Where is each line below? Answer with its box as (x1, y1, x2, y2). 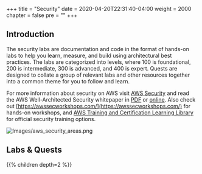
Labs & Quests (6, 145, 63, 155)
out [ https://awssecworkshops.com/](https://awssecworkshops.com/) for (6, 102, 191, 110)
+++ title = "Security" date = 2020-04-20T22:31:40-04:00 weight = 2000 (6, 5, 192, 12)
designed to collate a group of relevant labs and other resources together (6, 71, 190, 78)
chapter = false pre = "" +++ (6, 12, 78, 19)
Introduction (6, 29, 55, 40)
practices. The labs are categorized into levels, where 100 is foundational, (6, 58, 191, 66)
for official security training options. (6, 115, 96, 122)
